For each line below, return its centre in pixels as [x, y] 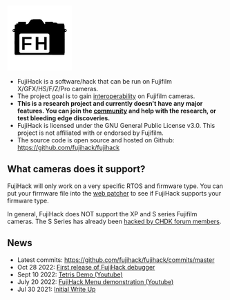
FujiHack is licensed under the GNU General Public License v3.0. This [116, 125]
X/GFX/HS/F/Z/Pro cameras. [58, 89]
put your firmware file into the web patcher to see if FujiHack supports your [114, 193]
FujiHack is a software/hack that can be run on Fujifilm [95, 81]
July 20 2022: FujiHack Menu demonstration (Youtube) [95, 281]
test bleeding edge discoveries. [64, 118]
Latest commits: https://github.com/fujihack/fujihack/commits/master [116, 260]
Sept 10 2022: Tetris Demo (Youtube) [70, 274]
